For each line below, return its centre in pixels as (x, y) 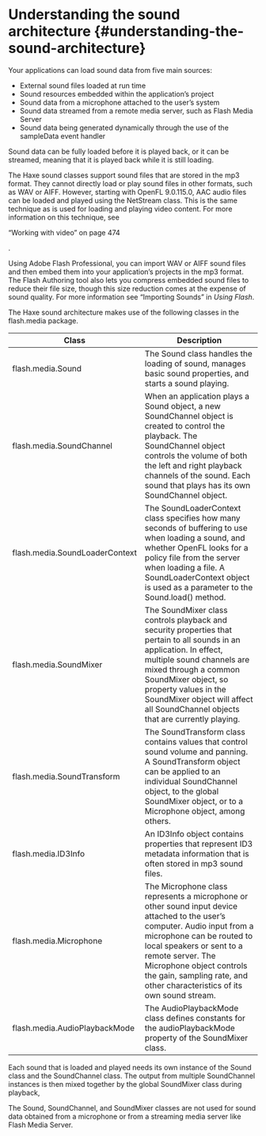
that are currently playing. (192, 719)
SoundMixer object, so (186, 679)
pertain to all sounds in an (192, 639)
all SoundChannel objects (192, 709)
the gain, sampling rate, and (196, 975)
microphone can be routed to (199, 936)
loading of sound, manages (195, 364)
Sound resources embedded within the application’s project (117, 93)
